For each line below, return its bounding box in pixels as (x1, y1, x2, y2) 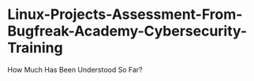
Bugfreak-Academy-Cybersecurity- (7, 22, 248, 40)
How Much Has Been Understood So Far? (7, 64, 143, 74)
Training (7, 39, 64, 57)
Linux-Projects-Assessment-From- (7, 6, 243, 24)
